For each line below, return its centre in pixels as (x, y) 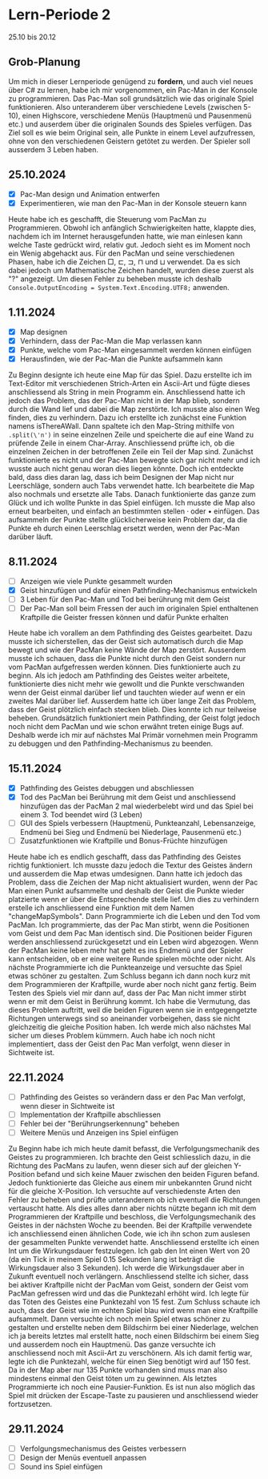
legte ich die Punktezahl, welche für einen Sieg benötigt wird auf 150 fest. (130, 1361)
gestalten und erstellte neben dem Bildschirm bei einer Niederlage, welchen (133, 1327)
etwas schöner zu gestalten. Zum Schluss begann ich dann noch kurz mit (129, 976)
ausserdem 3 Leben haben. (53, 149)
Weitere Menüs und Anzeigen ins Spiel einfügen (99, 1132)
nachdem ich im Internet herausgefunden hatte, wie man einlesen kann (126, 236)
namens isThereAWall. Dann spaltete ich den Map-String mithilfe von (121, 425)
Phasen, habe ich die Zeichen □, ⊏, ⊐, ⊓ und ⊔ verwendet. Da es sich (124, 261)
